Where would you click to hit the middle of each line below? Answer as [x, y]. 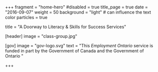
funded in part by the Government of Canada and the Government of [75, 51]
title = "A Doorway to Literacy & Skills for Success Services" [66, 27]
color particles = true [26, 17]
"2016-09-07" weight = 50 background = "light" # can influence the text [78, 12]
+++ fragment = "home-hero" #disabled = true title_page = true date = [77, 7]
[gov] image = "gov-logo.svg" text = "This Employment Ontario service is [79, 45]
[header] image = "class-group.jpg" [41, 36]
